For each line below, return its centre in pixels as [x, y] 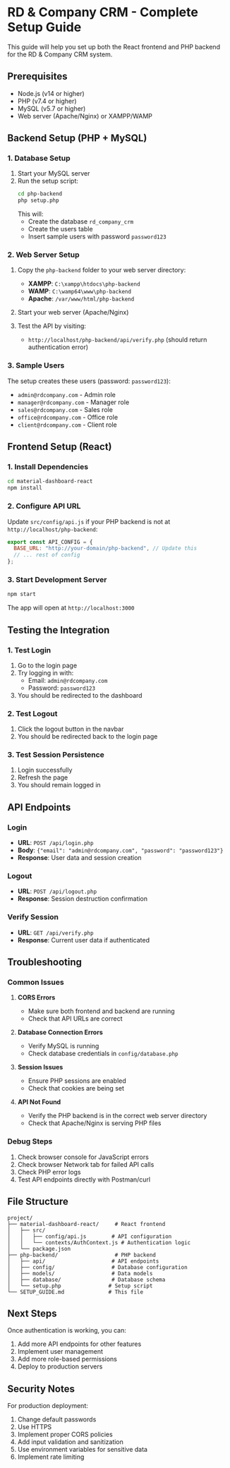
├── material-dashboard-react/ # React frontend [86, 1224]
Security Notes [41, 1389]
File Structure [38, 1202]
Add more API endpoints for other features [79, 1344]
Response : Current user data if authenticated [84, 940]
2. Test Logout [32, 713]
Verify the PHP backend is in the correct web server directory [117, 1116]
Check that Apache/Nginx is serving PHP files [95, 1123]
